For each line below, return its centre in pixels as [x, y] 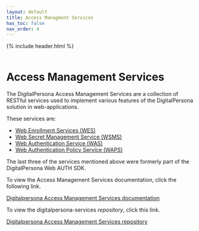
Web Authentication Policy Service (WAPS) [69, 150]
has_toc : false [26, 23]
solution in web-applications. [43, 107]
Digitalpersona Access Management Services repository [77, 222]
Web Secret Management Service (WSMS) [68, 137]
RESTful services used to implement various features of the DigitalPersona [100, 100]
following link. [24, 187]
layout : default [27, 12]
